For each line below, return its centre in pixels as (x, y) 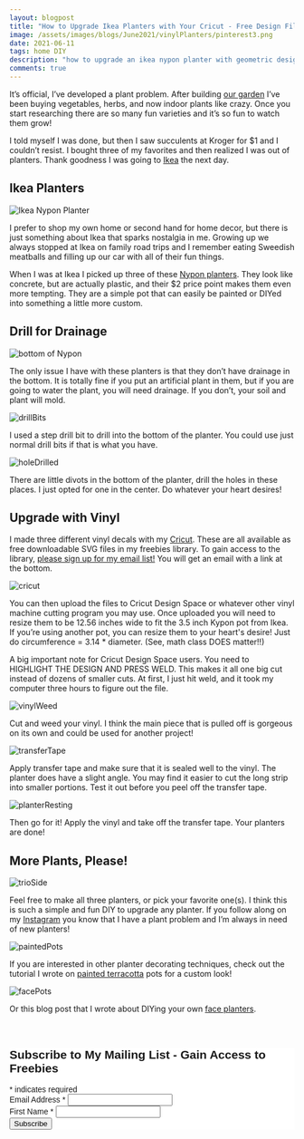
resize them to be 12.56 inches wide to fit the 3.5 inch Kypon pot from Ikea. (149, 623)
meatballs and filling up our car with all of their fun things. (117, 256)
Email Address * (38, 1099)
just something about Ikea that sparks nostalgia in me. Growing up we (139, 237)
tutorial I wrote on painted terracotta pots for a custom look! (121, 974)
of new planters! (40, 929)
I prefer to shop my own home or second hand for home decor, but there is (149, 227)
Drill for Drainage (58, 332)
